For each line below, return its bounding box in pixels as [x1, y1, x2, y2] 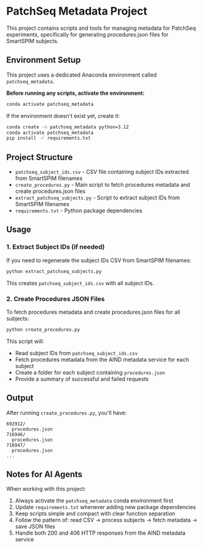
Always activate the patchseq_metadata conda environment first [15, 497, 174, 504]
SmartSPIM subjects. [6, 37, 59, 44]
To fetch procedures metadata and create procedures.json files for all [6, 308, 181, 316]
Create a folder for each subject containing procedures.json [15, 369, 165, 376]
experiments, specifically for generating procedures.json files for [6, 30, 169, 38]
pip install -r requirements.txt [6, 135, 91, 141]
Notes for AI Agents [6, 470, 83, 479]
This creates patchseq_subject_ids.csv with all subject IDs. [6, 279, 154, 286]
